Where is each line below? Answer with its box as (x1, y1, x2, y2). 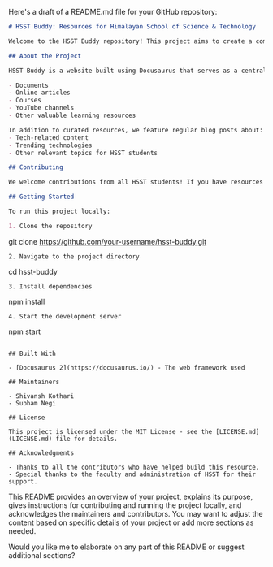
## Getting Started (8, 193, 75, 201)
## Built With (8, 349, 57, 357)
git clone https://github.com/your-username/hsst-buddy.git (8, 236, 207, 246)
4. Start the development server (8, 312, 122, 320)
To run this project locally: (8, 207, 111, 215)
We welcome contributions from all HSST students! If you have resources (8, 178, 264, 186)
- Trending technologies (8, 141, 93, 149)
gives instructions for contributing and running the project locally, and (8, 500, 242, 510)
